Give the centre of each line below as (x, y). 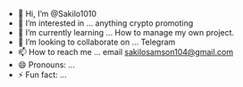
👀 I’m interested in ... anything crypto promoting (105, 23)
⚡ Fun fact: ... (42, 75)
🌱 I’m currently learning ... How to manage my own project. (126, 32)
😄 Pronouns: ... (46, 65)
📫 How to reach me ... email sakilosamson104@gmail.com (126, 52)
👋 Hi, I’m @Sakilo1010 (57, 14)
